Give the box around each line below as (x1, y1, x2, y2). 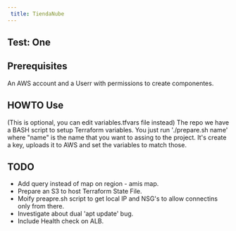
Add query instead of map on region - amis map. (17, 180, 159, 188)
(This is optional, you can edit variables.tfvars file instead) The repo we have (7, 118, 230, 127)
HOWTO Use (7, 99, 64, 111)
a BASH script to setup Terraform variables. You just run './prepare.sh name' (7, 125, 228, 134)
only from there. (17, 202, 65, 211)
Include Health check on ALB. (17, 217, 104, 225)
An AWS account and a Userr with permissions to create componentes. (7, 79, 214, 87)
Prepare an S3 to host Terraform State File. (17, 187, 142, 196)
